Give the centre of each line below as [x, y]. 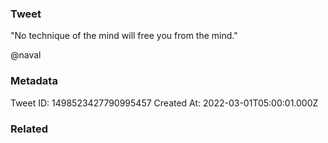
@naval [26, 55]
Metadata [34, 81]
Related [29, 129]
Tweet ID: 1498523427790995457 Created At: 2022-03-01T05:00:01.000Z [164, 103]
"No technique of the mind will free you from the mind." [124, 36]
